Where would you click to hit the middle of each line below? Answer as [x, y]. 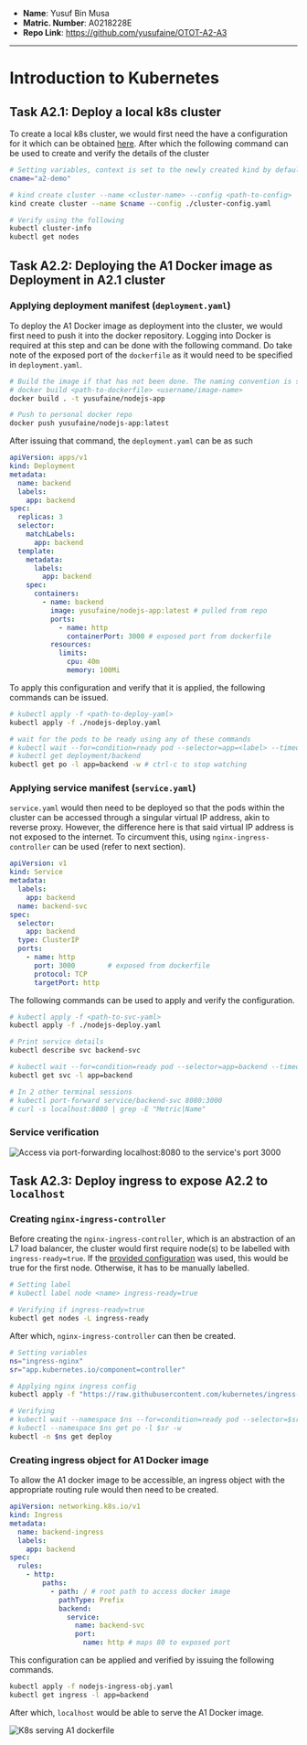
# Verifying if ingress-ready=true [77, 1310]
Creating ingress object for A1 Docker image [109, 1460]
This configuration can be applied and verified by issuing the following [142, 1660]
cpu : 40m [84, 662]
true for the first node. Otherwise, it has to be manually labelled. [129, 1268]
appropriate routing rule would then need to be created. [114, 1490]
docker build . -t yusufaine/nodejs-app [88, 398]
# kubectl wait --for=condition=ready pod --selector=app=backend [138, 1067]
